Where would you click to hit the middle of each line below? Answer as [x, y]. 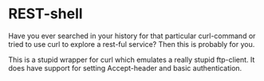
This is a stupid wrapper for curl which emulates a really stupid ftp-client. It [132, 60]
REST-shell [45, 14]
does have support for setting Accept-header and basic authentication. [125, 67]
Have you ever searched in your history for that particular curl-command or [132, 36]
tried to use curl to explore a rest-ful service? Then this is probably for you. [132, 44]
